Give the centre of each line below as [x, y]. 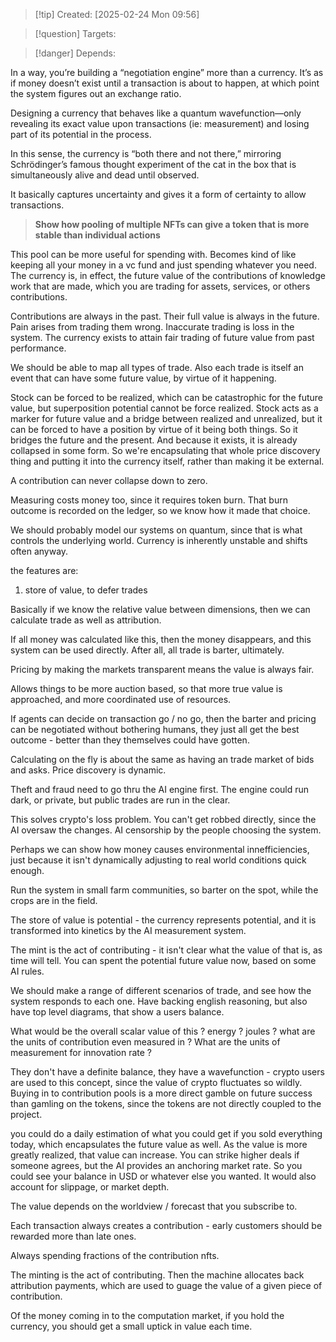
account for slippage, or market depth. [90, 1187]
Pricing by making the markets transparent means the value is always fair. [162, 669]
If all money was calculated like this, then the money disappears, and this [161, 639]
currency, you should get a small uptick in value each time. [131, 1326]
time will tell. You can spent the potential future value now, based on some [163, 960]
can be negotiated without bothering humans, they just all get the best [155, 729]
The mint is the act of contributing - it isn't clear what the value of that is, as [166, 950]
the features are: [44, 570]
